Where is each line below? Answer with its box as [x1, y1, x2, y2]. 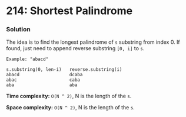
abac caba [6, 77, 81, 83]
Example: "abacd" [6, 56, 49, 63]
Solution [6, 25, 31, 34]
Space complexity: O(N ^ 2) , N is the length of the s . [6, 104, 135, 111]
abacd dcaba [6, 72, 83, 78]
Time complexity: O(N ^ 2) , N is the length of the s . [6, 93, 132, 100]
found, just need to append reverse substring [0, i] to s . [6, 45, 145, 52]
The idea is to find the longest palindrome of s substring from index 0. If [6, 38, 181, 45]
